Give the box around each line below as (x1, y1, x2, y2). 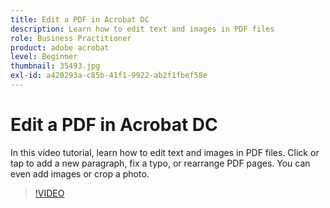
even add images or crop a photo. (10, 167, 150, 180)
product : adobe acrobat (10, 42, 110, 53)
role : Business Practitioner (10, 33, 132, 43)
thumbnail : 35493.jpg (10, 61, 101, 71)
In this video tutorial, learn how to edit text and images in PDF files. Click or (10, 146, 320, 158)
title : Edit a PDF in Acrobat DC (10, 14, 150, 25)
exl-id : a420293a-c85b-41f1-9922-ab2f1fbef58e (10, 71, 208, 81)
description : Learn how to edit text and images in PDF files (10, 24, 275, 34)
